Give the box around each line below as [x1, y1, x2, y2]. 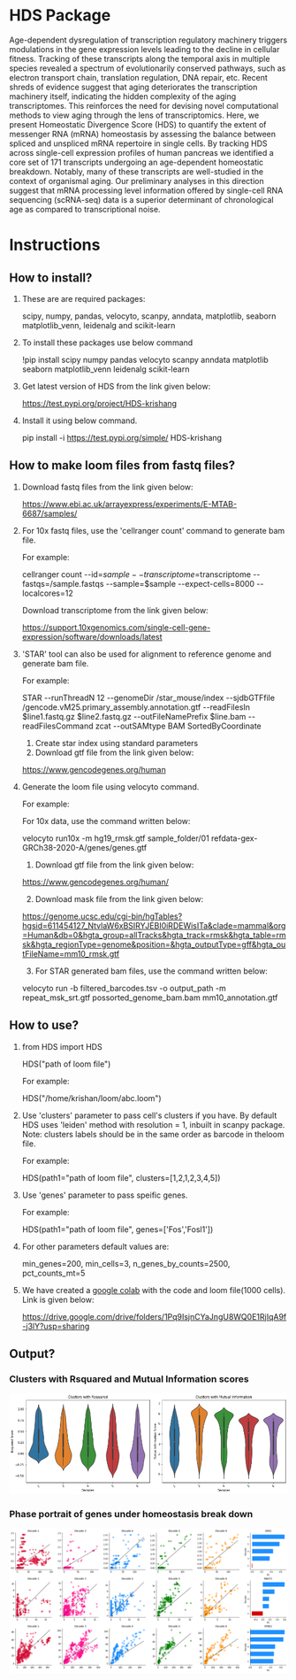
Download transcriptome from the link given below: [21, 605, 209, 615]
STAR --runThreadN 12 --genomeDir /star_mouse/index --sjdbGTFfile [21, 692, 276, 703]
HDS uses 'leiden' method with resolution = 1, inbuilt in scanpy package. [21, 1119, 285, 1129]
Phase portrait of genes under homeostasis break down [9, 1507, 254, 1520]
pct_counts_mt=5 [21, 1268, 86, 1278]
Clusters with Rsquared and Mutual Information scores [9, 1373, 249, 1385]
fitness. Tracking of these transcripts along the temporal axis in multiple [9, 53, 270, 64]
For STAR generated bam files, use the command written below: [34, 966, 268, 976]
